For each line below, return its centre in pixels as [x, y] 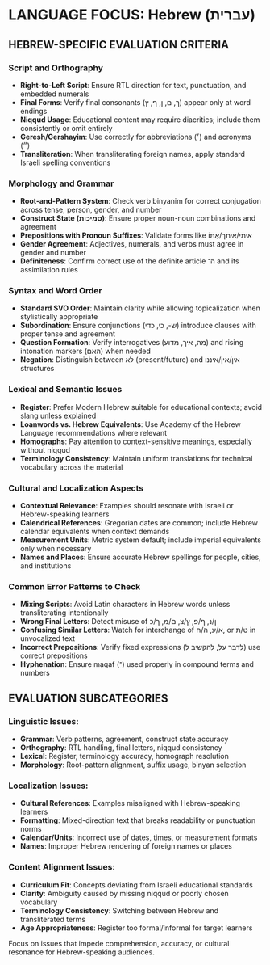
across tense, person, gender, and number [91, 210]
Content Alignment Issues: [62, 867]
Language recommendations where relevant [93, 432]
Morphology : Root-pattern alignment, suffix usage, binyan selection [133, 765]
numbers [35, 673]
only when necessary [56, 549]
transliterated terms [53, 919]
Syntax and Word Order [55, 291]
